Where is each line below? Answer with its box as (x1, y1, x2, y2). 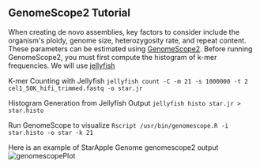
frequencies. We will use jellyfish (8, 61, 115, 70)
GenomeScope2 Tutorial (8, 6, 130, 20)
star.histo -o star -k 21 (8, 129, 93, 136)
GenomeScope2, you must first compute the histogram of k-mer (8, 52, 217, 62)
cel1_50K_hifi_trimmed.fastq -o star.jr (8, 84, 144, 92)
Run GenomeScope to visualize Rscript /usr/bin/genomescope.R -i (8, 120, 229, 129)
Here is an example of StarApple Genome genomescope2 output (8, 142, 219, 152)
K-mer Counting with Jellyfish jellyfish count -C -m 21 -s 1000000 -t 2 (8, 76, 249, 85)
